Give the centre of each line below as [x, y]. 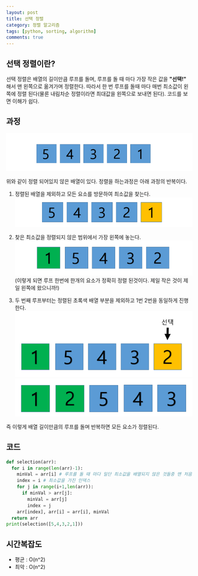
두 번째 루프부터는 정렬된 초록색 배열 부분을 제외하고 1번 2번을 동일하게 [96, 300]
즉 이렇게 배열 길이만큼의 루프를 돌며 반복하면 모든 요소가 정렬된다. [82, 426]
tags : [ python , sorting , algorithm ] [51, 31]
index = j [39, 506]
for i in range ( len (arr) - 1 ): [47, 468]
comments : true [25, 38]
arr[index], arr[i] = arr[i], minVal [63, 512]
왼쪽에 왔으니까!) [40, 288]
